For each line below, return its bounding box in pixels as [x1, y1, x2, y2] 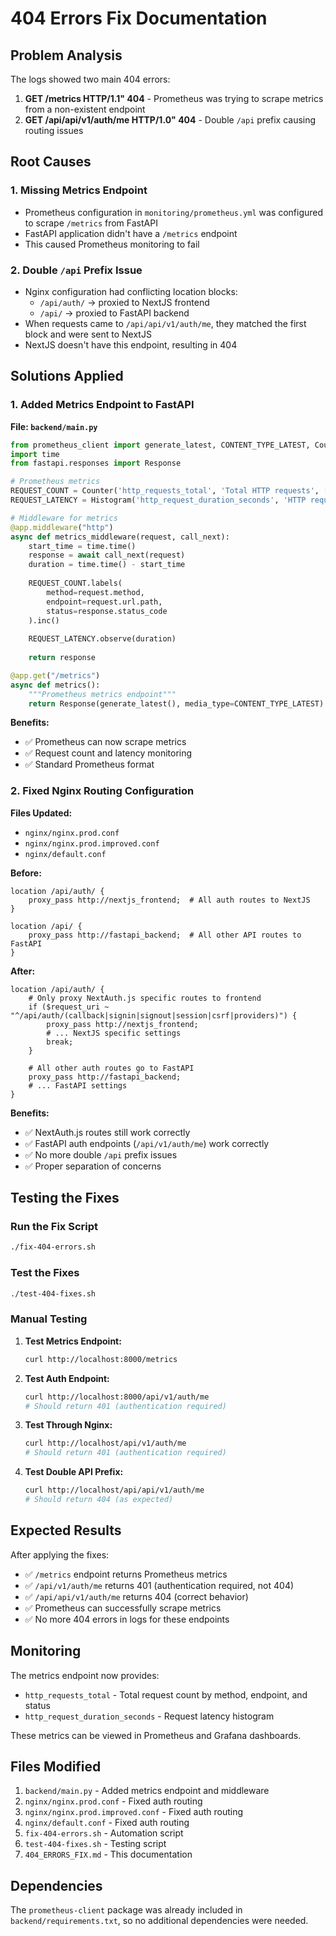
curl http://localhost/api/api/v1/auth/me [24, 1485, 205, 1496]
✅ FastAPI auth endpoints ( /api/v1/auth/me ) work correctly [24, 1137, 270, 1149]
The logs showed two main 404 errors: [10, 73, 171, 85]
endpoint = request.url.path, [46, 597, 163, 607]
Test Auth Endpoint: [24, 1372, 110, 1384]
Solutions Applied [10, 368, 124, 385]
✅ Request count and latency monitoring [24, 747, 193, 759]
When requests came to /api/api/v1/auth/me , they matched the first [24, 317, 307, 329]
